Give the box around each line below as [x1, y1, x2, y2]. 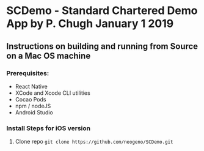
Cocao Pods [15, 95, 46, 103]
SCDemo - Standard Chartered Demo [6, 4, 198, 18]
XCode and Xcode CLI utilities [15, 89, 90, 97]
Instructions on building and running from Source [6, 41, 199, 51]
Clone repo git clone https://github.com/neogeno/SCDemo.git [15, 138, 173, 145]
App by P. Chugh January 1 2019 [6, 17, 174, 31]
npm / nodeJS [15, 102, 51, 109]
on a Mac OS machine [6, 50, 91, 61]
